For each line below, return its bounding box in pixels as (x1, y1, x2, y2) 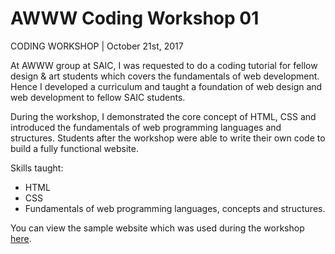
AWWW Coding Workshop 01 (10, 7, 260, 30)
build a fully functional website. (10, 142, 139, 154)
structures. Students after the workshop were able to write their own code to (10, 132, 326, 144)
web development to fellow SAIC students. (10, 91, 186, 103)
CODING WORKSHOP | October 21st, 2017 (10, 40, 184, 52)
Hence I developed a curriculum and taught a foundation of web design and (10, 80, 323, 92)
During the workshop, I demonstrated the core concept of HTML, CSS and (10, 110, 317, 122)
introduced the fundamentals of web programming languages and (10, 121, 282, 133)
